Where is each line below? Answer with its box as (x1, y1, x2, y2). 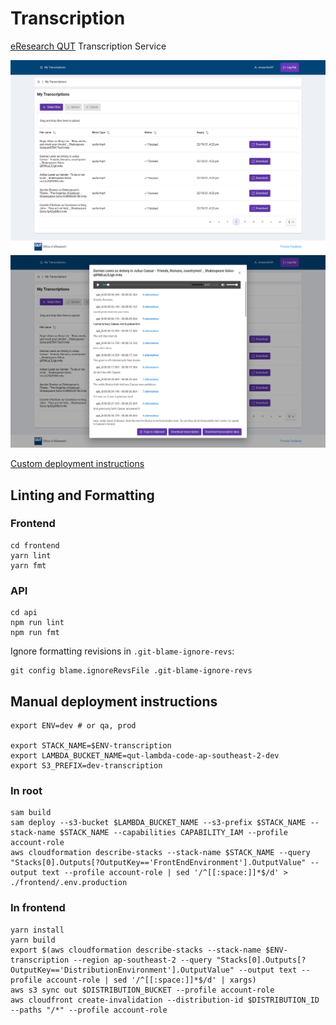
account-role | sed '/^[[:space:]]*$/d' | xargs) (46, 975, 257, 985)
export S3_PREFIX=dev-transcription (10, 760, 163, 771)
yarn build (10, 935, 56, 945)
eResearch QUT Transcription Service (10, 40, 167, 52)
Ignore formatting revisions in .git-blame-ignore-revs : (10, 645, 235, 657)
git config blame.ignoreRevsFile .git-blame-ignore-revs (10, 666, 253, 676)
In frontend (10, 901, 66, 915)
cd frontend (10, 540, 60, 551)
